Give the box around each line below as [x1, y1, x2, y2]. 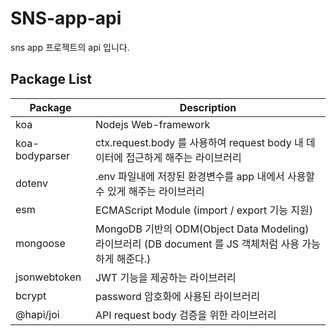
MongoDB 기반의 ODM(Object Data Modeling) [94, 222, 310, 236]
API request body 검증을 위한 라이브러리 [94, 308, 277, 322]
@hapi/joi [15, 307, 60, 321]
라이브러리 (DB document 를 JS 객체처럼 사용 [94, 237, 300, 251]
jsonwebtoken [15, 270, 82, 284]
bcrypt [15, 288, 47, 302]
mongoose [15, 236, 66, 250]
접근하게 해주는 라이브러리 [125, 150, 242, 164]
